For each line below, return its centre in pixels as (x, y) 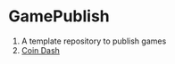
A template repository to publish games (94, 41)
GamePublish (59, 16)
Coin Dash (40, 50)
